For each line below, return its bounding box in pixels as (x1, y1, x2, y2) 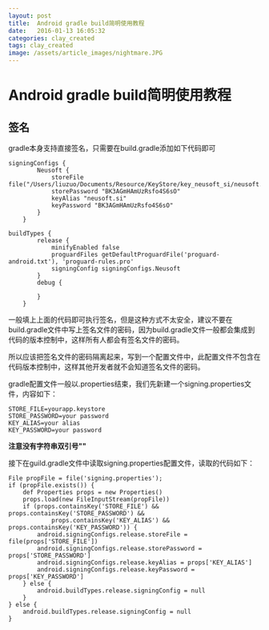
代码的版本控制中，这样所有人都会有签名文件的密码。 (8, 335, 184, 344)
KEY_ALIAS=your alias (8, 419, 81, 427)
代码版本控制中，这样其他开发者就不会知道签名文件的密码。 (8, 362, 205, 372)
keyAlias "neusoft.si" (50, 194, 127, 202)
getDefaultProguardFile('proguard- (101, 250, 220, 258)
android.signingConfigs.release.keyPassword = (37, 566, 195, 574)
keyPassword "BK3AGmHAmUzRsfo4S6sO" (50, 201, 174, 209)
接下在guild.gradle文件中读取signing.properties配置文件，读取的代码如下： (8, 458, 255, 468)
